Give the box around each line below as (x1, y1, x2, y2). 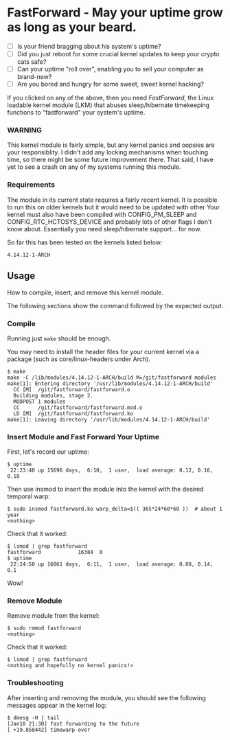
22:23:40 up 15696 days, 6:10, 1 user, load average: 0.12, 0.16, (10, 467, 214, 474)
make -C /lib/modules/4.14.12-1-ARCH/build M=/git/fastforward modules (7, 374, 216, 381)
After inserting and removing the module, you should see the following (7, 693, 206, 702)
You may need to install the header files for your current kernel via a (7, 347, 200, 356)
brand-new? (16, 73, 52, 81)
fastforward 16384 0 (7, 549, 103, 556)
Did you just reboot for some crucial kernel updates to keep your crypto (16, 50, 220, 58)
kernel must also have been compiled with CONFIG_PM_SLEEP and (7, 210, 197, 218)
